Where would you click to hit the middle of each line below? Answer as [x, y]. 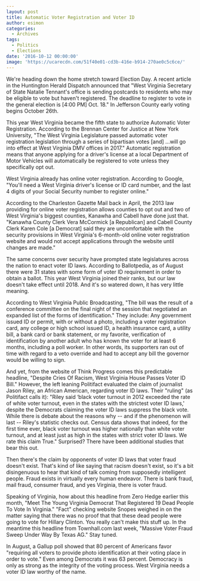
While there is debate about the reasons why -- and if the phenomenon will [99, 416]
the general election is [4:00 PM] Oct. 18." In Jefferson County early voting [98, 104]
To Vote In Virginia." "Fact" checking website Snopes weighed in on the [94, 509]
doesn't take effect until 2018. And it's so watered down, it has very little [95, 285]
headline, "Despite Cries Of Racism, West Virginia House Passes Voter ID [96, 377]
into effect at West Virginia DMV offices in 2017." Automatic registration [93, 148]
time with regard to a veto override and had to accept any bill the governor [98, 353]
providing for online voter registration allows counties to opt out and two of [98, 209]
